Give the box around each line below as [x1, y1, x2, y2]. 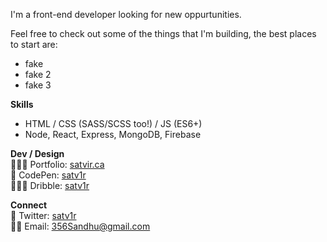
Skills [10, 99, 34, 110]
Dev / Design [10, 148, 65, 159]
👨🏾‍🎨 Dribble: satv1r [10, 180, 90, 191]
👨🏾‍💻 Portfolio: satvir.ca [10, 159, 105, 170]
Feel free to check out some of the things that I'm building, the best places [10, 28, 317, 39]
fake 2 [24, 69, 52, 80]
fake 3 [24, 79, 52, 91]
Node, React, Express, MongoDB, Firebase [24, 129, 202, 140]
